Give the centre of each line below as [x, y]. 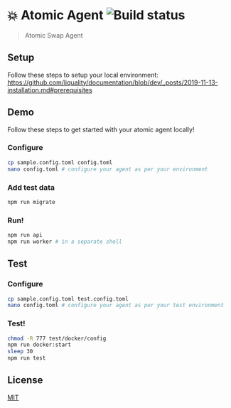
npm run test [27, 358]
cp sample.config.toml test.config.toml [68, 299]
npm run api [25, 235]
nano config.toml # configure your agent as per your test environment [116, 306]
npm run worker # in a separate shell [65, 242]
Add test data [31, 187]
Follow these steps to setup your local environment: [83, 75]
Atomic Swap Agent [54, 35]
